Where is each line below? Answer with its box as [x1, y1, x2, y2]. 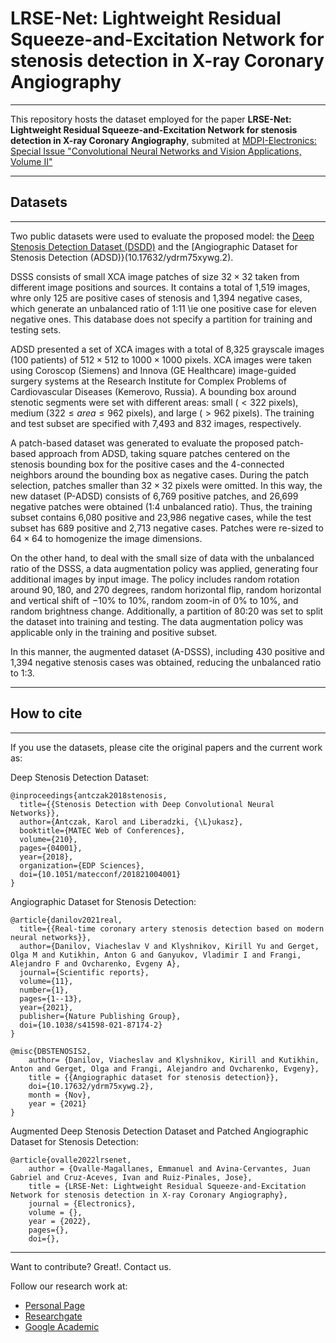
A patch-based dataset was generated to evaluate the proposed [10, 437, 275, 449]
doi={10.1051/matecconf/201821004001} [19, 869, 182, 879]
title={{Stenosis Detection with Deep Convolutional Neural [19, 799, 275, 809]
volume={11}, [19, 976, 74, 986]
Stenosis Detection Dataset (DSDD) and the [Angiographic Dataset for [10, 240, 298, 252]
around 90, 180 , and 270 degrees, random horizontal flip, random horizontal [10, 583, 322, 596]
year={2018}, [19, 852, 74, 862]
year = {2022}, [28, 1216, 92, 1226]
